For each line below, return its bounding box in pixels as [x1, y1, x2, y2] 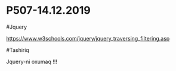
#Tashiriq [6, 46, 30, 54]
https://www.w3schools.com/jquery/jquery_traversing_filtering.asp [6, 35, 170, 42]
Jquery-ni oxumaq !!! [6, 58, 58, 65]
